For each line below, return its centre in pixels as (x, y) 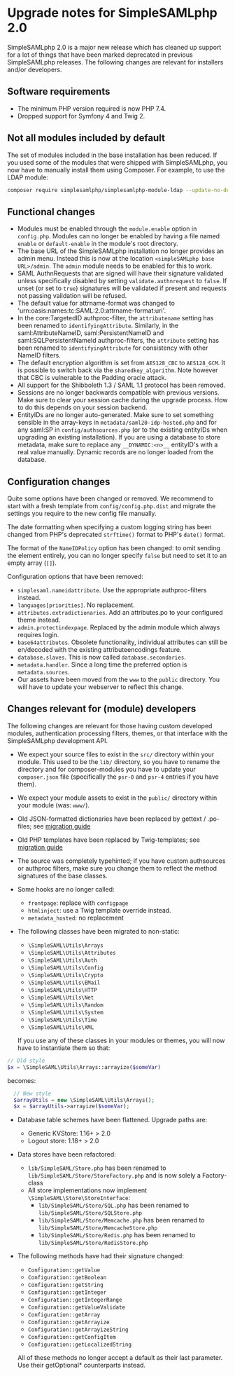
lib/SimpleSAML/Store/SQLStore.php (90, 1213)
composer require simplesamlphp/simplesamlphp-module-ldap (95, 190)
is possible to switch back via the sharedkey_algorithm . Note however (117, 370)
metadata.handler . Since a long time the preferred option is (102, 665)
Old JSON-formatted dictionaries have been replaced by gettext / (112, 819)
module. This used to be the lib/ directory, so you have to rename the (119, 761)
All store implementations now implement (87, 1190)
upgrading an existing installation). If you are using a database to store (119, 437)
